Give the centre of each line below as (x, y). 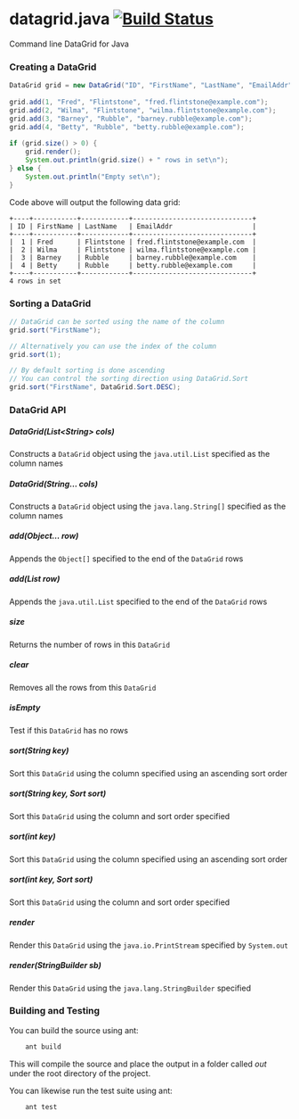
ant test (41, 1107)
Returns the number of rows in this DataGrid (90, 644)
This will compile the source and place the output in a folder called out (138, 1064)
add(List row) (35, 579)
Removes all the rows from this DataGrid (83, 687)
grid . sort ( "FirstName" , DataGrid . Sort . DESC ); (95, 387)
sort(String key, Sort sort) (58, 793)
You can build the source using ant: (74, 1030)
